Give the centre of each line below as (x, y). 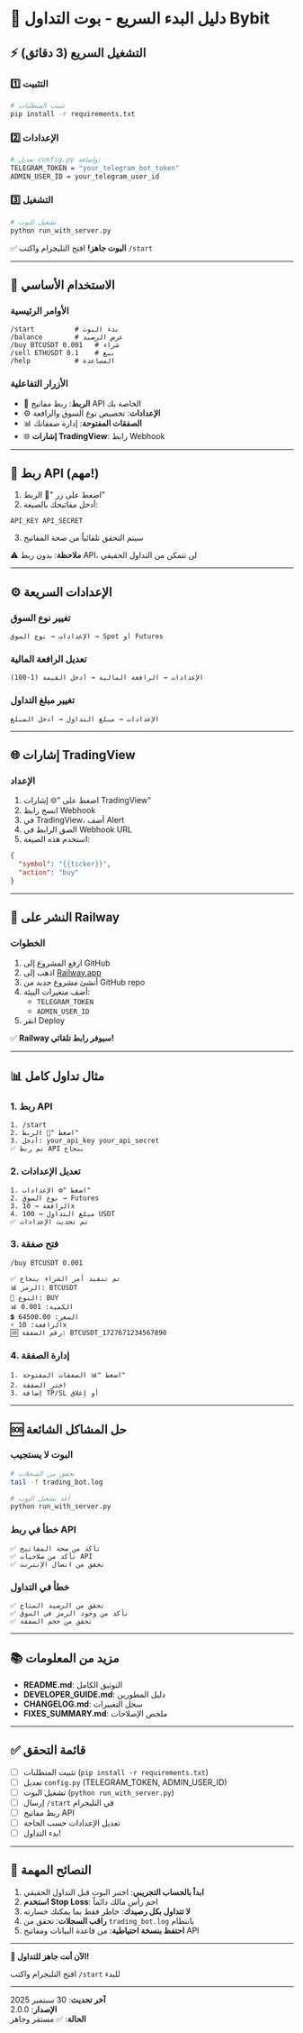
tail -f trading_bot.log (57, 1482)
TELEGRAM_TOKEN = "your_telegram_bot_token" (95, 168)
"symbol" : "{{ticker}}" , (65, 865)
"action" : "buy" (49, 873)
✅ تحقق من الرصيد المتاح (58, 1605)
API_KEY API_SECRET (47, 521)
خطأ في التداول (40, 1587)
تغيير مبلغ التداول (43, 701)
